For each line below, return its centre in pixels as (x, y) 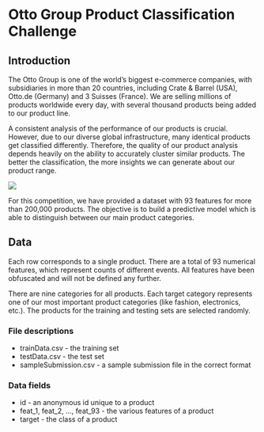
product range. (32, 171)
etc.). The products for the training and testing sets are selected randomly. (129, 310)
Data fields (30, 385)
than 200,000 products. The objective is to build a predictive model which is (132, 209)
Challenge (43, 31)
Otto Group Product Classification (122, 15)
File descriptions (41, 331)
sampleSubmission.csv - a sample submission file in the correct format (135, 365)
